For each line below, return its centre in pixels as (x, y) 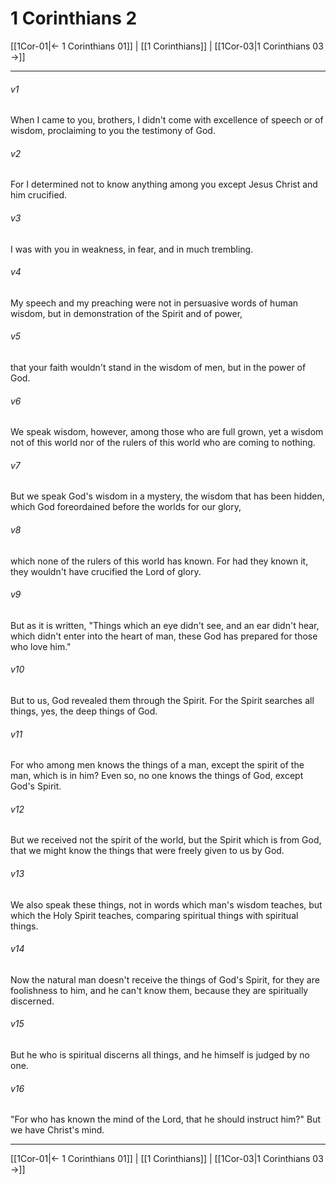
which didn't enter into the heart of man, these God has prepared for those (164, 636)
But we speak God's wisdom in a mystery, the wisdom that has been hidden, (167, 496)
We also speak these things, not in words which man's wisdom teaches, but (166, 904)
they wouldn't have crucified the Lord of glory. (106, 571)
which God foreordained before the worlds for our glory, (126, 507)
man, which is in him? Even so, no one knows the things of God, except (157, 776)
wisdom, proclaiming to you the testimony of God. (113, 131)
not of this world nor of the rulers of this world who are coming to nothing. (163, 443)
